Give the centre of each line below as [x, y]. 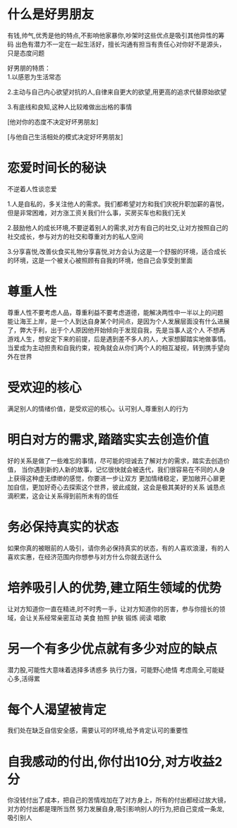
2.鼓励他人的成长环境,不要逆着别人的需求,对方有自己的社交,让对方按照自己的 [118, 227]
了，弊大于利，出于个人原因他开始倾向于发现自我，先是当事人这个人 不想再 [116, 330]
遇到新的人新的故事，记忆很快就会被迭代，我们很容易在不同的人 [126, 469]
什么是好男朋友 [51, 14]
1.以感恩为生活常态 [34, 77]
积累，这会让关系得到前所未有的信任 [66, 496]
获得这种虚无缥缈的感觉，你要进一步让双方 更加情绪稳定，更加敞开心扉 [116, 478]
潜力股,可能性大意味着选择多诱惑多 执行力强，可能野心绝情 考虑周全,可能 [113, 670]
